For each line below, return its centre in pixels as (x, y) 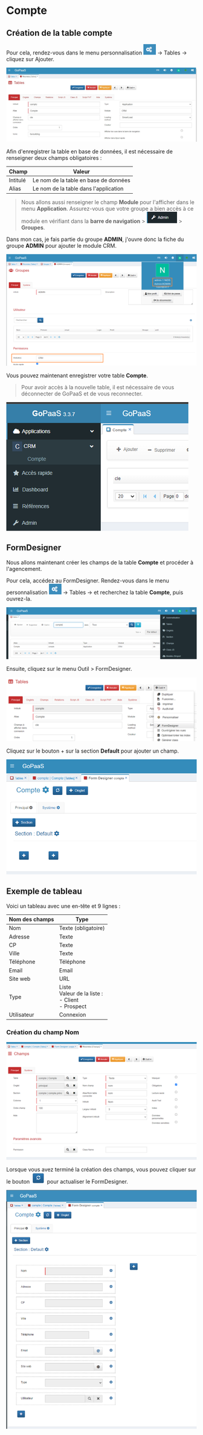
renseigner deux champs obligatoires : (54, 158)
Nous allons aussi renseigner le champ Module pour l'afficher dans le (108, 202)
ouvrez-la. (19, 599)
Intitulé (17, 180)
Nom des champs (31, 919)
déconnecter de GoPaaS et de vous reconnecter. (82, 394)
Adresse (19, 937)
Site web (20, 978)
